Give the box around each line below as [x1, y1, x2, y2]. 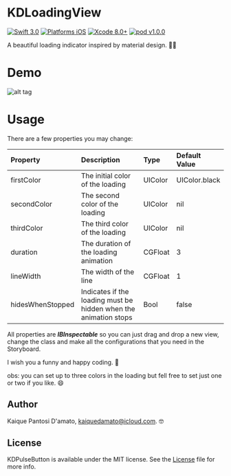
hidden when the [81, 304, 135, 313]
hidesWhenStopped [10, 299, 75, 309]
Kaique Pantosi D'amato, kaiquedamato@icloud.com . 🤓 [7, 417, 164, 425]
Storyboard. [7, 345, 41, 353]
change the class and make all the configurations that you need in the [7, 337, 205, 345]
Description [81, 155, 120, 164]
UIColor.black [176, 175, 221, 185]
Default [176, 150, 201, 160]
